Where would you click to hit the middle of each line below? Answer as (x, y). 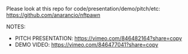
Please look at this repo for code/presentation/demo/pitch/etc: (83, 9)
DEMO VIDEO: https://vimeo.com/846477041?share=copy (87, 45)
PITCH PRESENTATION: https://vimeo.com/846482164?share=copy (98, 38)
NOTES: (16, 27)
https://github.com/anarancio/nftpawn (53, 15)
